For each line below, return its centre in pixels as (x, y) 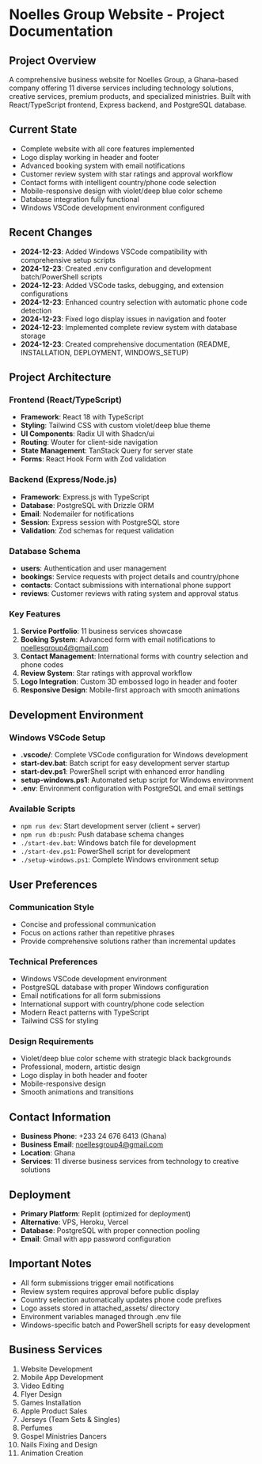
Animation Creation (52, 1453)
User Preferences (53, 884)
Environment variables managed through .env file (101, 1316)
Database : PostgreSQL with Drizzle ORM (87, 505)
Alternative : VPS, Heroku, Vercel (74, 1222)
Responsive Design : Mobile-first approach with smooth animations (130, 690)
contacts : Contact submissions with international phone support (125, 585)
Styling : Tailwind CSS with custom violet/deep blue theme (115, 426)
